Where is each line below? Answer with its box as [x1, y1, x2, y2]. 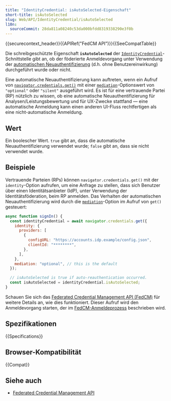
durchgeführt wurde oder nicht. [5, 67, 71, 73]
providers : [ [18, 228, 47, 233]
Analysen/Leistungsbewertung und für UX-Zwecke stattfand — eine [5, 98, 148, 105]
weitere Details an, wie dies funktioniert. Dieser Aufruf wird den [5, 299, 139, 305]
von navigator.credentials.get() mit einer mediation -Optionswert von [5, 82, 155, 88]
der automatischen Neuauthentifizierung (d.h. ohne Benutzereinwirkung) [5, 61, 158, 67]
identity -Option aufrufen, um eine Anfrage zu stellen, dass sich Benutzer [5, 182, 161, 188]
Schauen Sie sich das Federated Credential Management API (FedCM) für [5, 294, 160, 300]
